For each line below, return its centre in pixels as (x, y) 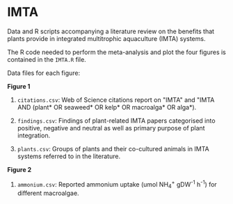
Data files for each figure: (44, 73)
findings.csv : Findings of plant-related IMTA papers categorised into (116, 120)
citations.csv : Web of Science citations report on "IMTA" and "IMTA (116, 100)
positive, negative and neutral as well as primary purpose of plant (111, 128)
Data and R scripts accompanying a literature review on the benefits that (111, 31)
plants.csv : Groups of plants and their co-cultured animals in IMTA (113, 148)
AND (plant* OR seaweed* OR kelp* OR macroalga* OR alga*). (107, 107)
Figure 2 (19, 169)
